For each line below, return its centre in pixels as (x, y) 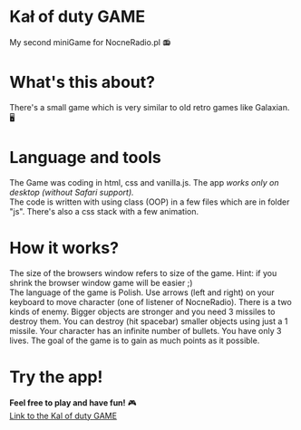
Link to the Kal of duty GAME (63, 416)
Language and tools (85, 158)
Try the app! (56, 377)
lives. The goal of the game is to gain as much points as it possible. (135, 340)
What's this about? (83, 82)
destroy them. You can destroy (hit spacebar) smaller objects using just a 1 (149, 321)
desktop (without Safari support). (72, 192)
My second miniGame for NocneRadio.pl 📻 (90, 42)
